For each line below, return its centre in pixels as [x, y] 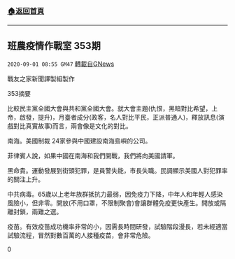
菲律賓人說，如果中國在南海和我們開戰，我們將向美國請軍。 [93, 156]
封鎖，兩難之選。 [38, 212]
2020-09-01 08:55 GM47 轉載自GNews [61, 64]
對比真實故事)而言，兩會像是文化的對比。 [73, 126]
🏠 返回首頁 [26, 10]
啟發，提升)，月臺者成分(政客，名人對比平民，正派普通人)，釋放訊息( [119, 118]
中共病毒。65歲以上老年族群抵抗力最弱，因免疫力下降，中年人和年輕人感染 [115, 195]
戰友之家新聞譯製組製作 [41, 79]
